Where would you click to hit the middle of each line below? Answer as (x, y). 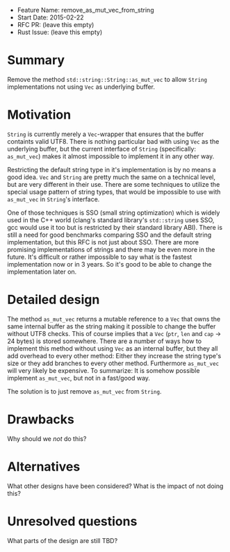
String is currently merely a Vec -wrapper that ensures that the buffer (106, 134)
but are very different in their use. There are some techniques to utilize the (114, 184)
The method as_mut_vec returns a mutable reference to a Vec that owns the (114, 319)
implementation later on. (42, 271)
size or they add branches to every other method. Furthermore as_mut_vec (113, 363)
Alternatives (44, 466)
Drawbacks (41, 419)
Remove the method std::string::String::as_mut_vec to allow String (107, 79)
